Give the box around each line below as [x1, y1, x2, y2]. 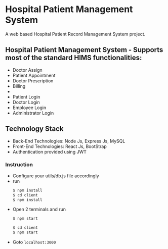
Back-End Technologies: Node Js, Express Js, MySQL [12, 138, 125, 144]
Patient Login [12, 93, 40, 99]
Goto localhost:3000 [12, 239, 56, 245]
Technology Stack [5, 125, 64, 133]
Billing [12, 83, 26, 89]
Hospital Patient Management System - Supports [5, 45, 163, 54]
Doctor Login [12, 99, 40, 105]
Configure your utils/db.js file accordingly [12, 173, 100, 179]
